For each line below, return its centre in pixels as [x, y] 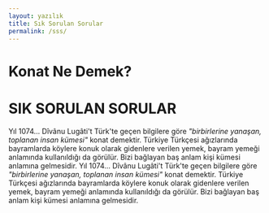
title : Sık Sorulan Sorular [56, 24]
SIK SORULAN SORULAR [93, 109]
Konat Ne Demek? [70, 71]
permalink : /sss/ [38, 31]
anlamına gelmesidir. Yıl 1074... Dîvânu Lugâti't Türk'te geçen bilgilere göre [133, 165]
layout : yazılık [36, 16]
